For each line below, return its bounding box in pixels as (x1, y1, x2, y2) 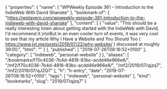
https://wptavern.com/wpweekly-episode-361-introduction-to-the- (7, 15, 145, 20)
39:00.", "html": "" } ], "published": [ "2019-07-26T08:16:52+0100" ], (5, 47, 146, 52)
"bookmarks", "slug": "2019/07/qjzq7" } (5, 78, 87, 84)
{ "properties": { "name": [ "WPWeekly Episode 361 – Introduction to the (5, 4, 154, 10)
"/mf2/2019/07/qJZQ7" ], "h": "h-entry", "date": (5, 68, 103, 74)
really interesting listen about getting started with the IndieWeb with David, (5, 25, 159, 31)
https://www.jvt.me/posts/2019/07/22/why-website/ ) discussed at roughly (5, 41, 160, 47)
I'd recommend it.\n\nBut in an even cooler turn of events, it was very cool (5, 31, 158, 36)
